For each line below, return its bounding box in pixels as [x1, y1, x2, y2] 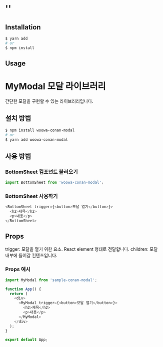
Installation [5, 23, 41, 31]
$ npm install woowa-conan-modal [5, 128, 75, 133]
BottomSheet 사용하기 [5, 193, 58, 200]
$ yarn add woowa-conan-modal [5, 137, 68, 142]
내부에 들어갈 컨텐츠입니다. [5, 252, 57, 258]
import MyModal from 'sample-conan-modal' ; [5, 278, 97, 283]
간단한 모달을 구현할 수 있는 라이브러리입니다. [5, 98, 93, 104]
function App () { [5, 287, 41, 292]
